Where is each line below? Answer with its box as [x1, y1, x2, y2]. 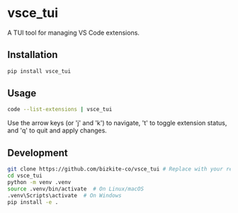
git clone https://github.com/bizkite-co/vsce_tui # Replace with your [7, 166, 223, 173]
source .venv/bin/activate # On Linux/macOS [7, 185, 144, 192]
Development [7, 146, 69, 159]
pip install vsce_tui [7, 67, 72, 75]
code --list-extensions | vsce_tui [7, 106, 113, 113]
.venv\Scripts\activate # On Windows [7, 192, 122, 199]
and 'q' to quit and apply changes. [7, 126, 108, 135]
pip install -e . [7, 198, 59, 206]
